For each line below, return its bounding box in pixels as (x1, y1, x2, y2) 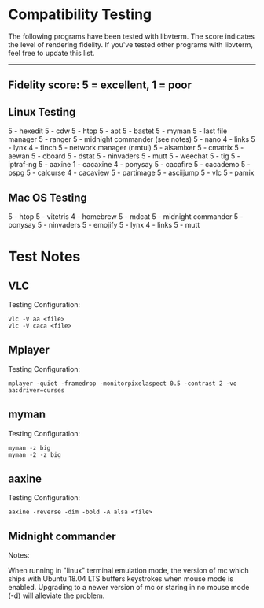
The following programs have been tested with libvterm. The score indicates (8, 32, 255, 41)
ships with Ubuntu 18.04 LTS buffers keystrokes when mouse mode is (8, 574, 234, 584)
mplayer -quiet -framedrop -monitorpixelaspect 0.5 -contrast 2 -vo (8, 380, 237, 387)
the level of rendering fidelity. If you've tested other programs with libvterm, (8, 39, 254, 49)
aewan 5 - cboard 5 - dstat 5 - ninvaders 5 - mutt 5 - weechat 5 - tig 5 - (8, 151, 241, 161)
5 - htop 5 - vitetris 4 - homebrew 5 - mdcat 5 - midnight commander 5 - (8, 211, 244, 221)
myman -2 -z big (8, 450, 61, 458)
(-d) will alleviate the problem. (8, 591, 105, 600)
